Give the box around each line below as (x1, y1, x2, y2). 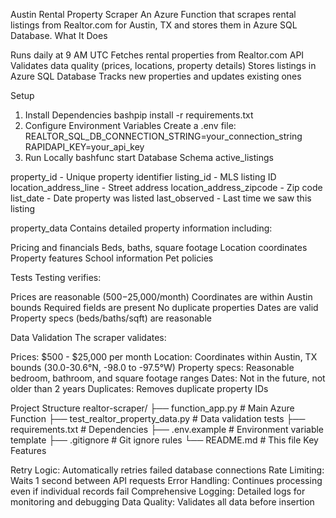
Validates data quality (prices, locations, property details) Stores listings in (10, 60, 317, 71)
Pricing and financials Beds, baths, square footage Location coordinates (10, 242, 308, 253)
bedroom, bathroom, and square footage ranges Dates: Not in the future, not (10, 372, 326, 384)
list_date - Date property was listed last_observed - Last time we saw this (10, 192, 312, 204)
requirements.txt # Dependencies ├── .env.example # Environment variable (10, 424, 325, 435)
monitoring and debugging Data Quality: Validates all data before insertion (10, 496, 315, 508)
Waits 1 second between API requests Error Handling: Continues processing (10, 475, 323, 486)
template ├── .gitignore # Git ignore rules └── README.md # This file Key (10, 434, 319, 446)
